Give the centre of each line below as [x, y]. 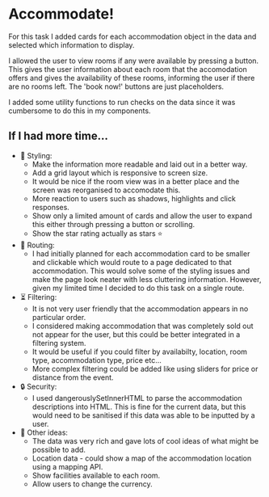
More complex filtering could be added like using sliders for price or [145, 369]
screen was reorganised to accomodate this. [106, 190]
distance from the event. [73, 377]
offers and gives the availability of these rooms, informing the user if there [132, 78]
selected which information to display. [71, 44]
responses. [51, 207]
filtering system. [59, 343]
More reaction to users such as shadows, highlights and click [134, 198]
